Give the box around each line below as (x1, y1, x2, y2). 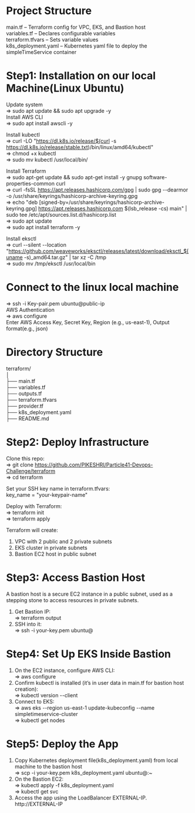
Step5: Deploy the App (6, 737, 119, 750)
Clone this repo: (6, 455, 45, 462)
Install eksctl (6, 235, 36, 242)
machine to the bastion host (14, 762, 82, 770)
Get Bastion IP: (14, 608, 51, 615)
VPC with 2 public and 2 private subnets (14, 537, 113, 545)
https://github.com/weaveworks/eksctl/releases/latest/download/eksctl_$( (8, 247, 189, 254)
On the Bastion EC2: (14, 775, 63, 782)
